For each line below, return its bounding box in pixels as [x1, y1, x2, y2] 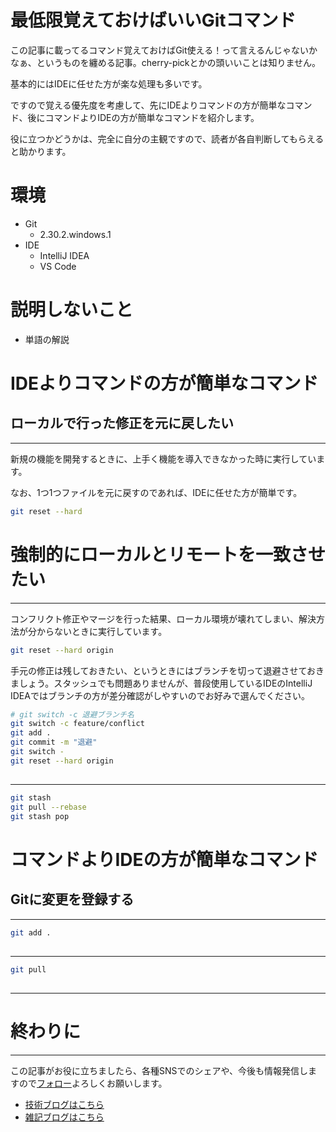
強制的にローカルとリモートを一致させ [10, 543, 327, 566]
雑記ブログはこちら [24, 1111, 105, 1123]
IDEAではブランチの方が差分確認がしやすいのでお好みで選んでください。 [10, 689, 311, 701]
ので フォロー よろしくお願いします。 [18, 1077, 168, 1090]
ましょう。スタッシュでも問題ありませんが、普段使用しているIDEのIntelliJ [10, 677, 313, 689]
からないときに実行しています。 [36, 625, 168, 637]
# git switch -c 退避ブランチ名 [10, 709, 135, 720]
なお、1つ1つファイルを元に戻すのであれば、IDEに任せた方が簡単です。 [10, 486, 303, 498]
